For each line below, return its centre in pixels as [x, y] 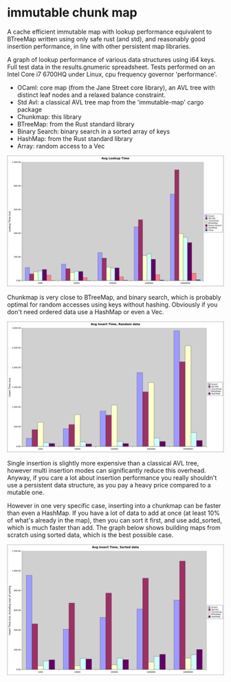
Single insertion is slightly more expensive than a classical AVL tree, [103, 463]
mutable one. [26, 492]
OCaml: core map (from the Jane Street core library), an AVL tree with [116, 87]
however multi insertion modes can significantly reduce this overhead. [107, 471]
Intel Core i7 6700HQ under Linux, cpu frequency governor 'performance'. [112, 74]
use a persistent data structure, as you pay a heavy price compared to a [109, 485]
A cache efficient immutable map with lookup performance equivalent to [109, 32]
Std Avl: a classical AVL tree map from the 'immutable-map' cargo [110, 102]
